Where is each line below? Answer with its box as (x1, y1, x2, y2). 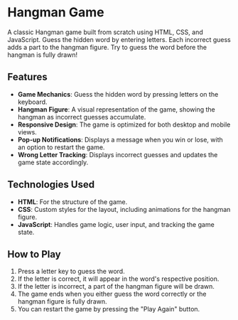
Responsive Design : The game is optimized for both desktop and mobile (17, 120, 231, 129)
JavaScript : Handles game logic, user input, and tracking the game (17, 220, 215, 228)
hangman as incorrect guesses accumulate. (17, 112, 146, 121)
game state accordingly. (17, 158, 89, 166)
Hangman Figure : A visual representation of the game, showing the (17, 105, 215, 114)
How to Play (7, 248, 62, 260)
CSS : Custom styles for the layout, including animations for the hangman (17, 205, 231, 213)
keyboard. (17, 97, 48, 106)
